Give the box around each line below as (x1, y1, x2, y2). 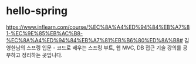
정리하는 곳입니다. (21, 51, 63, 58)
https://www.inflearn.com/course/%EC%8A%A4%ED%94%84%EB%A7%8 (6, 23, 190, 31)
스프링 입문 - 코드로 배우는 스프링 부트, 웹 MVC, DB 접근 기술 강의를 (26, 44, 182, 51)
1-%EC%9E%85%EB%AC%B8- (6, 29, 83, 36)
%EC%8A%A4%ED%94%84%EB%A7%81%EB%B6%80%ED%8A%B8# (6, 36, 183, 43)
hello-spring (6, 4, 68, 18)
